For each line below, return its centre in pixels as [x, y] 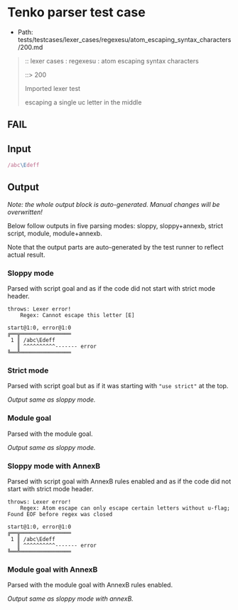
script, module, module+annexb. [55, 233]
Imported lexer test [52, 88]
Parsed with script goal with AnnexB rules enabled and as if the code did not [119, 481]
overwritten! [25, 212]
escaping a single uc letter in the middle [83, 102]
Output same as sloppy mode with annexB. [70, 599]
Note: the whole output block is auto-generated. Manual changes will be [114, 204]
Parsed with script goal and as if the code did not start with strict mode [111, 289]
